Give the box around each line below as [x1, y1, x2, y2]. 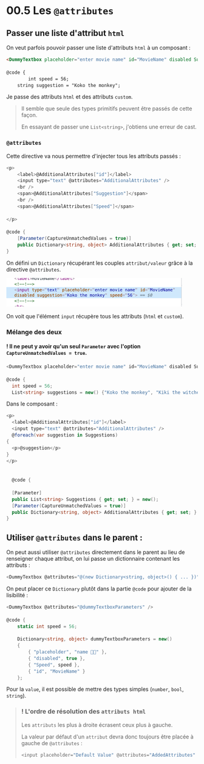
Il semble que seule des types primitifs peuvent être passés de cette [21, 105, 192, 113]
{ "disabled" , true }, [28, 655, 86, 661]
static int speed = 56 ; [17, 623, 78, 629]
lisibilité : [6, 591, 29, 598]
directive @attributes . [6, 265, 61, 273]
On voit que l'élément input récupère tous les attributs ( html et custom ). [6, 312, 184, 320]
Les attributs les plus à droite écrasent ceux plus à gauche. [21, 721, 173, 728]
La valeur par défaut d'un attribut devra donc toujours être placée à [21, 733, 194, 740]
